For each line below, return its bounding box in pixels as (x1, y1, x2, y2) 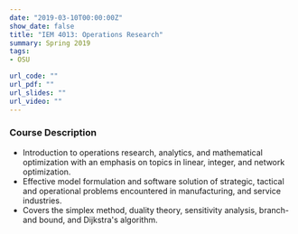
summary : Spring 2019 (9, 38, 91, 48)
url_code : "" (9, 71, 59, 81)
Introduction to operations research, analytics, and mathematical (22, 146, 264, 158)
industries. (22, 195, 62, 206)
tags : (9, 47, 30, 56)
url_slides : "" (9, 88, 67, 98)
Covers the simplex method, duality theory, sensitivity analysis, (22, 204, 257, 215)
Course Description (9, 126, 98, 139)
